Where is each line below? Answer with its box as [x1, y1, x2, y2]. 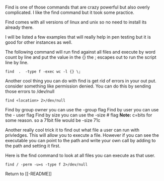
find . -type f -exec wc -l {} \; [5, 69, 81, 74]
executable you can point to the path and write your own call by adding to [5, 138, 156, 143]
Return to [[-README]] [5, 171, 52, 177]
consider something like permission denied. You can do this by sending [5, 83, 152, 89]
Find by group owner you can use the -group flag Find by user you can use [5, 107, 159, 112]
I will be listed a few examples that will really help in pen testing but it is [5, 34, 151, 40]
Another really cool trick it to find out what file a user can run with [5, 127, 140, 133]
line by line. [5, 60, 29, 65]
